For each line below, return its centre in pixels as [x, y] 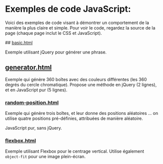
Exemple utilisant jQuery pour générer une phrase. [56, 52]
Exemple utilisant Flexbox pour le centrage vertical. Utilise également [75, 151]
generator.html [29, 68]
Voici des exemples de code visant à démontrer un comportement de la [77, 23]
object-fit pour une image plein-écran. [45, 157]
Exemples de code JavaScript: [68, 9]
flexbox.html [21, 140]
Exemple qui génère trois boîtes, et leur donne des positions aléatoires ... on [81, 113]
